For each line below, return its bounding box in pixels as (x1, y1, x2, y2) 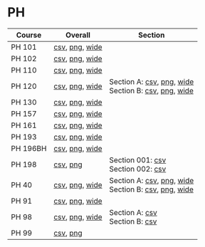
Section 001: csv (109, 154, 167, 164)
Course (16, 30, 42, 40)
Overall (65, 30, 91, 40)
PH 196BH (11, 143, 47, 153)
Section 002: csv (109, 164, 167, 174)
